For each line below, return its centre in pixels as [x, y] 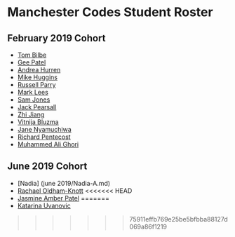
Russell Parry [36, 84]
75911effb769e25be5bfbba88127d [179, 219]
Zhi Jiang [31, 114]
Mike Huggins [38, 77]
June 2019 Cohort [47, 167]
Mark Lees [33, 92]
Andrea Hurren [39, 70]
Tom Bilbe [32, 55]
